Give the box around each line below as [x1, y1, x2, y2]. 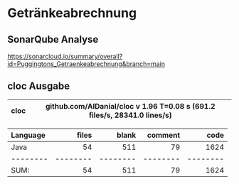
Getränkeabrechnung [7, 5, 137, 21]
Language [11, 130, 46, 140]
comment [147, 130, 180, 140]
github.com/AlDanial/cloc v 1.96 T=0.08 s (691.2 [45, 101, 216, 111]
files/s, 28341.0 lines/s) [88, 110, 172, 120]
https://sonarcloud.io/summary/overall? [7, 52, 123, 60]
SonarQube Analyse [7, 33, 99, 45]
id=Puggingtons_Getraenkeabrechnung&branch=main [7, 60, 166, 68]
